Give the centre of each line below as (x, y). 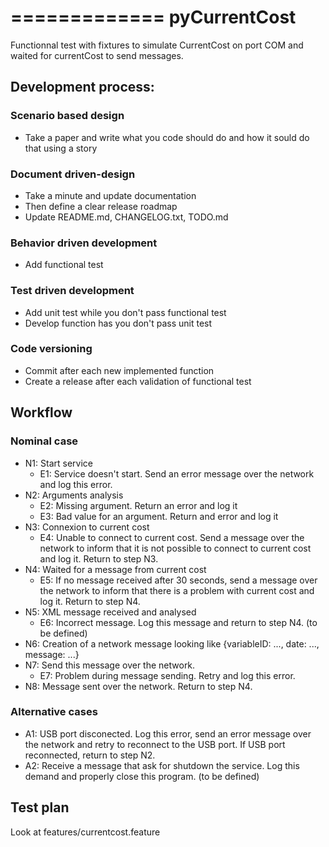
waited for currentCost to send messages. (97, 55)
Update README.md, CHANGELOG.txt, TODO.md (126, 217)
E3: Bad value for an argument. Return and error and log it (159, 516)
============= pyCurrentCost (153, 17)
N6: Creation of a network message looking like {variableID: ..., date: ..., (172, 643)
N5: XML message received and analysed (110, 612)
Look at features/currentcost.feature (85, 832)
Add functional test (64, 265)
